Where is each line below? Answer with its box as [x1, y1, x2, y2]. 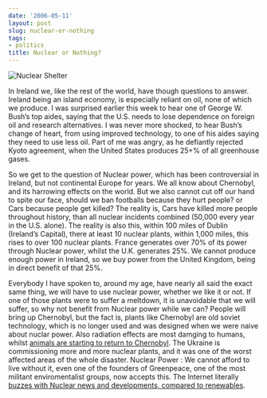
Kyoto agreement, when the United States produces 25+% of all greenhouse [8, 145, 260, 155]
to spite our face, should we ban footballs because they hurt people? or [8, 195, 243, 205]
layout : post [8, 19, 52, 27]
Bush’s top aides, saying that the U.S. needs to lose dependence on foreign [8, 112, 255, 121]
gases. [8, 154, 30, 164]
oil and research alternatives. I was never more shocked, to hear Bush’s [8, 121, 243, 129]
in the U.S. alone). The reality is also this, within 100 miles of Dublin [8, 221, 229, 230]
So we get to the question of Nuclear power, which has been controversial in [8, 169, 260, 179]
